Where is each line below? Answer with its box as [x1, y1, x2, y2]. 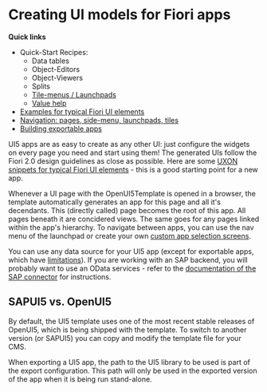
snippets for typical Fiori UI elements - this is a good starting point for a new [8, 164, 259, 174]
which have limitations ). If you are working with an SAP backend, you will [8, 255, 249, 264]
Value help [31, 98, 67, 108]
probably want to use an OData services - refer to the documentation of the [8, 263, 257, 273]
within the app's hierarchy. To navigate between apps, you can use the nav [8, 222, 254, 232]
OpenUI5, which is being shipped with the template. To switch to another [8, 325, 247, 335]
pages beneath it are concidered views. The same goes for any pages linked [8, 214, 260, 224]
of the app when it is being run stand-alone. [8, 374, 153, 384]
